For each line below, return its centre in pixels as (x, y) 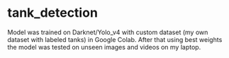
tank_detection (52, 13)
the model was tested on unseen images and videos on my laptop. (104, 47)
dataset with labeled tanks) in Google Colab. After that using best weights (115, 39)
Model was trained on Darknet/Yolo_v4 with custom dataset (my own (108, 32)
